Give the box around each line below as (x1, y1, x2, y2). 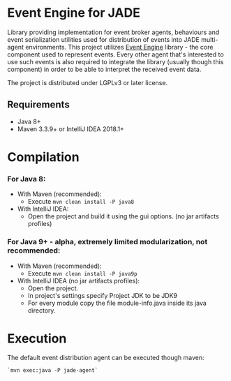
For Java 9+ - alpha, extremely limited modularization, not (7, 237, 208, 247)
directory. (27, 306, 56, 315)
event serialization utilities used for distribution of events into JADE (7, 35, 200, 43)
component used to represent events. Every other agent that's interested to (7, 50, 225, 59)
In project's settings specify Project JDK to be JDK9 (27, 291, 178, 299)
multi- (201, 35, 218, 43)
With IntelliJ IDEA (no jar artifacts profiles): (17, 276, 140, 285)
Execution (7, 330, 67, 346)
